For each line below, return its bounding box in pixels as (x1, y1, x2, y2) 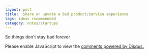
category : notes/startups (5, 20, 58, 26)
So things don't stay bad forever (5, 34, 70, 40)
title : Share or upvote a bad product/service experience (5, 12, 129, 17)
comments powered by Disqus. (81, 43, 144, 49)
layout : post (5, 7, 32, 12)
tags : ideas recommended (5, 16, 56, 21)
